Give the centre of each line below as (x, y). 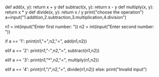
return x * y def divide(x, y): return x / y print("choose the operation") (74, 12)
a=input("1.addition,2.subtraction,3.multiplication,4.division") (66, 17)
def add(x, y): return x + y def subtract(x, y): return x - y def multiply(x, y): (79, 7)
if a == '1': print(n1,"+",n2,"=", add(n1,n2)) (46, 41)
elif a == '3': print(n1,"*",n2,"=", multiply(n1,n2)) (52, 60)
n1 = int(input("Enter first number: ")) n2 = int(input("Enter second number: (80, 27)
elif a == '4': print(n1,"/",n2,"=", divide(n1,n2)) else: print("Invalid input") (76, 69)
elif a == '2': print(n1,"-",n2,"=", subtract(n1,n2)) (52, 51)
